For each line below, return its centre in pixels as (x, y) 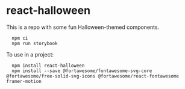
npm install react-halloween (48, 66)
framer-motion (24, 81)
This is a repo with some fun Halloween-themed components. (83, 27)
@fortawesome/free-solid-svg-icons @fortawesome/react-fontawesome (93, 76)
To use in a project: (30, 54)
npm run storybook (35, 43)
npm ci (20, 38)
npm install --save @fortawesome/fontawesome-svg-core (82, 71)
